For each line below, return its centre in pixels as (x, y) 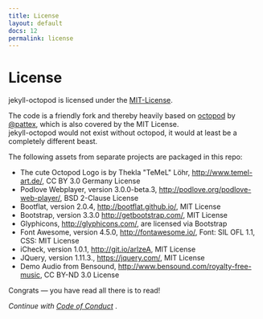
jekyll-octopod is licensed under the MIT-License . (90, 100)
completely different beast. (53, 141)
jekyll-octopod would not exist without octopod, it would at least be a (123, 133)
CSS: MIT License (49, 241)
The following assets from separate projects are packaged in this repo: (125, 157)
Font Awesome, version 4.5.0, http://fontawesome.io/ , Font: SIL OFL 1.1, (138, 232)
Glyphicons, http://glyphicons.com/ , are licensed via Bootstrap (123, 224)
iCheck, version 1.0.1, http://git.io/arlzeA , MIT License (108, 249)
